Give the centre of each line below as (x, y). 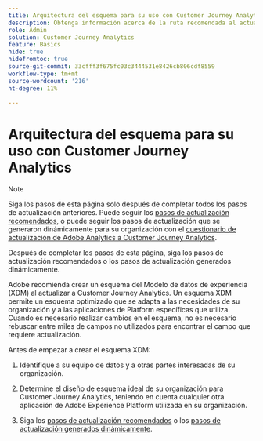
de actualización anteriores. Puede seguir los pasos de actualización (119, 213)
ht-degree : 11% (33, 88)
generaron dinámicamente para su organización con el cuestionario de (122, 229)
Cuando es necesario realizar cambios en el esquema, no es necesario (122, 318)
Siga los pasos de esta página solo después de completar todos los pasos (128, 204)
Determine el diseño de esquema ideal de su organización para (121, 388)
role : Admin (27, 30)
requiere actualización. (45, 335)
